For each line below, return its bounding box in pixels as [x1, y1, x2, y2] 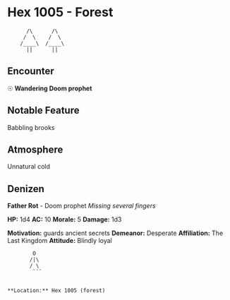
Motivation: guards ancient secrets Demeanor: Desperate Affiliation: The [7, 229, 224, 237]
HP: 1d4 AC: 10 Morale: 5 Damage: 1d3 [7, 215, 122, 224]
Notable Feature [7, 104, 80, 116]
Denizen [7, 183, 44, 195]
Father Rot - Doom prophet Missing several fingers [7, 202, 157, 210]
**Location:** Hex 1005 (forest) [7, 287, 106, 294]
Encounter [7, 65, 54, 78]
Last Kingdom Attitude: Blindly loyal [7, 236, 112, 245]
